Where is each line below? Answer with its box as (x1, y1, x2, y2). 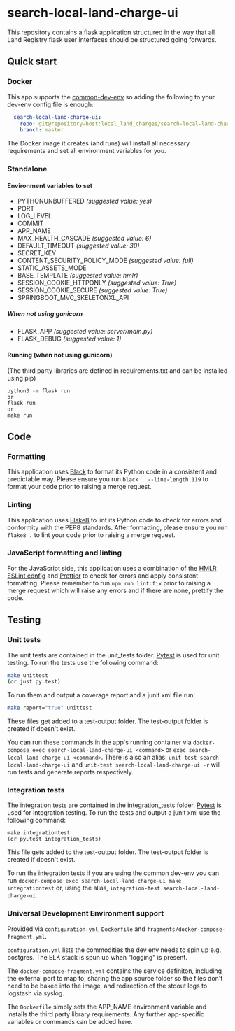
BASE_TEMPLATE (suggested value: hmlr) (17, 271, 138, 280)
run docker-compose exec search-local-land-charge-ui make (7, 876, 182, 885)
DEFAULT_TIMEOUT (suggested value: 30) (17, 241, 140, 250)
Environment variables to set (7, 181, 93, 190)
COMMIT (17, 219, 44, 228)
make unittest (7, 671, 49, 679)
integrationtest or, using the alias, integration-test (7, 883, 161, 893)
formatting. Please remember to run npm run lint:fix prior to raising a (7, 578, 211, 587)
